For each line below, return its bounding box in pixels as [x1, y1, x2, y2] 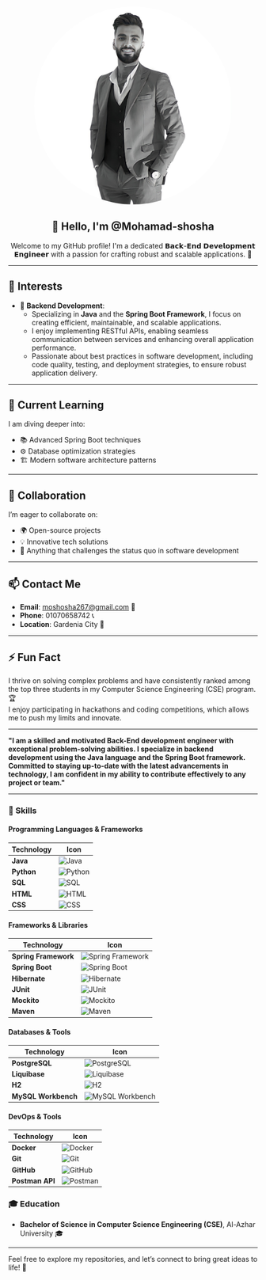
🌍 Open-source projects [19, 526, 101, 535]
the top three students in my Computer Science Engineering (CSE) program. [8, 684, 256, 693]
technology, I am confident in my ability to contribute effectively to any [8, 769, 247, 779]
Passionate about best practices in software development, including [31, 351, 253, 361]
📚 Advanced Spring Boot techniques [19, 435, 141, 445]
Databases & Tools [8, 1027, 71, 1036]
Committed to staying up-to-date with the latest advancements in [8, 761, 229, 770]
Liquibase [11, 1069, 45, 1079]
